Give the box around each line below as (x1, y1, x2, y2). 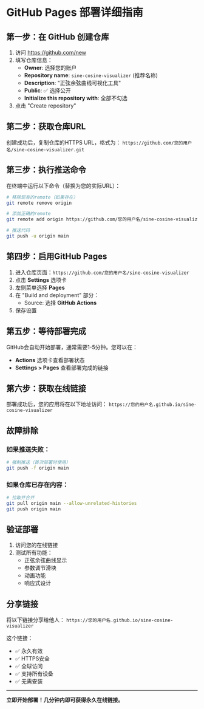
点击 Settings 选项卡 (15, 276, 67, 283)
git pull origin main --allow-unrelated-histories (6, 500, 137, 506)
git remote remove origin (6, 200, 72, 206)
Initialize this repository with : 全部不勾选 (24, 95, 127, 101)
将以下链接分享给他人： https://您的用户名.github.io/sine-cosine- (6, 616, 174, 623)
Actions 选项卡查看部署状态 (15, 356, 85, 363)
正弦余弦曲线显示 (24, 557, 67, 564)
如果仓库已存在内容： (6, 481, 69, 489)
